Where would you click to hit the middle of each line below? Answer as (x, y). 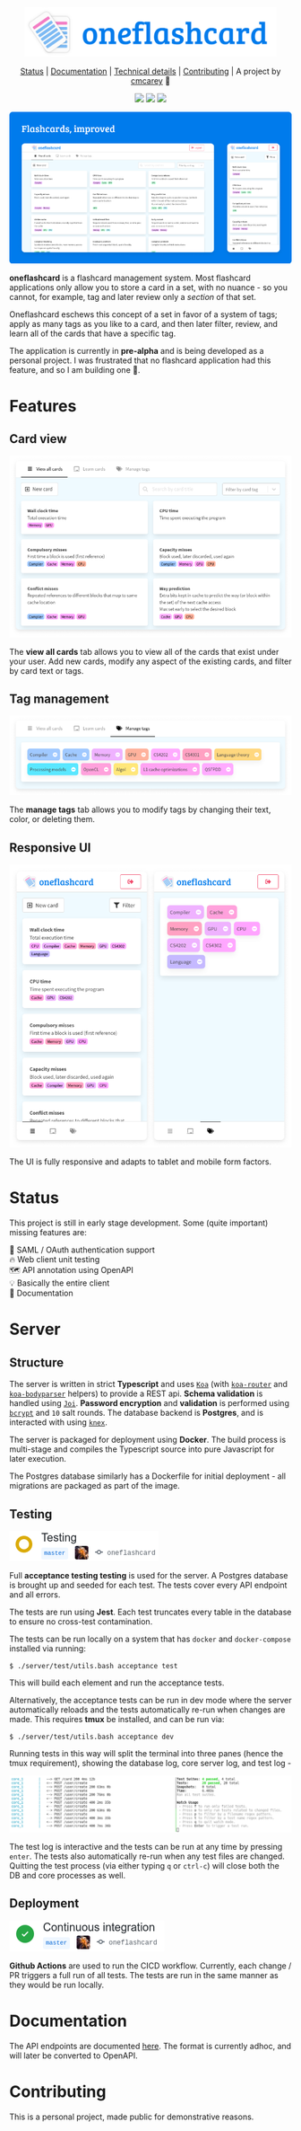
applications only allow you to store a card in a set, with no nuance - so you (149, 287)
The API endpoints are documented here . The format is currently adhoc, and (150, 2046)
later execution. (38, 1459)
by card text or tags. (47, 670)
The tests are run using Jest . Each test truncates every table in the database (150, 1612)
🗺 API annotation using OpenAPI (72, 1270)
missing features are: (48, 1233)
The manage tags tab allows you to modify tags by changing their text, (140, 809)
